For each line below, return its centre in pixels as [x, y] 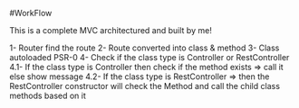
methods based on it [48, 95]
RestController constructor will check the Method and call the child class [145, 86]
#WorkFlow [31, 13]
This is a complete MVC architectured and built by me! [111, 30]
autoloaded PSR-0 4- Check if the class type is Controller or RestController [149, 57]
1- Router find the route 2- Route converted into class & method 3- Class [145, 48]
